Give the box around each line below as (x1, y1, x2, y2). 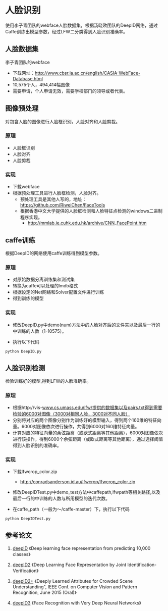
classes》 (12, 551, 31, 557)
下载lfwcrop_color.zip (12, 468, 58, 475)
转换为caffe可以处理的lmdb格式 (12, 283, 78, 289)
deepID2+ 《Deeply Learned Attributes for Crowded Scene (12, 578, 133, 584)
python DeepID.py (5, 349, 42, 354)
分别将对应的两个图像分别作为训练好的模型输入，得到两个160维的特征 (12, 417, 157, 423)
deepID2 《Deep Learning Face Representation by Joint (12, 562, 127, 568)
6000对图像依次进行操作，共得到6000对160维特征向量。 (21, 423, 140, 429)
